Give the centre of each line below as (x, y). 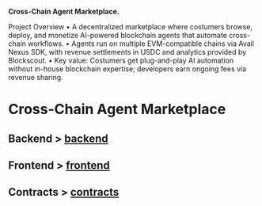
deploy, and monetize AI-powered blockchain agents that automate (118, 35)
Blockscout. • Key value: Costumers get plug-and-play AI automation (121, 60)
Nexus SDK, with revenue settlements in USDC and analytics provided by (127, 52)
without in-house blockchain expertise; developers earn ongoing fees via (127, 69)
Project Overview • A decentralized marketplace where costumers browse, (131, 27)
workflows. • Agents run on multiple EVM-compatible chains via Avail (141, 44)
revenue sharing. (36, 77)
